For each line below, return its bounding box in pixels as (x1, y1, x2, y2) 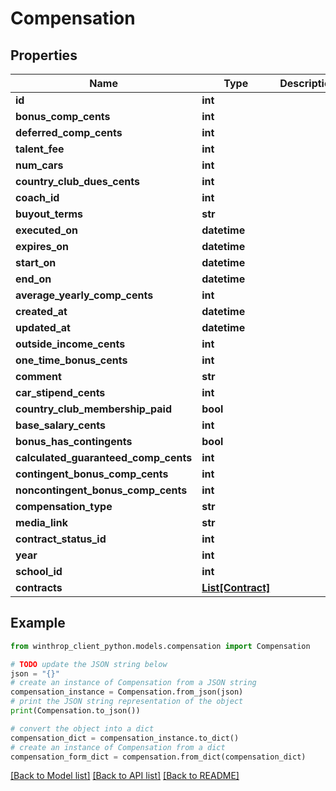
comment (15, 370, 62, 383)
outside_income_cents (15, 337, 126, 351)
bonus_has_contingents (15, 435, 133, 448)
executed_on (15, 223, 79, 237)
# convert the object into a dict (10, 723, 155, 734)
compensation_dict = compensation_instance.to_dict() (10, 733, 240, 743)
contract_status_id (15, 532, 107, 546)
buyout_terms (15, 207, 84, 221)
